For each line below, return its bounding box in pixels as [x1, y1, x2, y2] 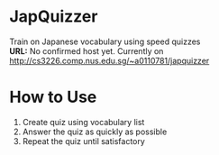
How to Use [9, 87, 97, 107]
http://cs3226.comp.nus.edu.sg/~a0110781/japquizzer [9, 55, 210, 66]
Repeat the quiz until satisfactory [22, 135, 146, 146]
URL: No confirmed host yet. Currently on [9, 45, 164, 56]
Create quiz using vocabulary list [22, 116, 145, 127]
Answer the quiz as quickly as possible [22, 126, 168, 137]
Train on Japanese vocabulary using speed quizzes [9, 36, 201, 47]
